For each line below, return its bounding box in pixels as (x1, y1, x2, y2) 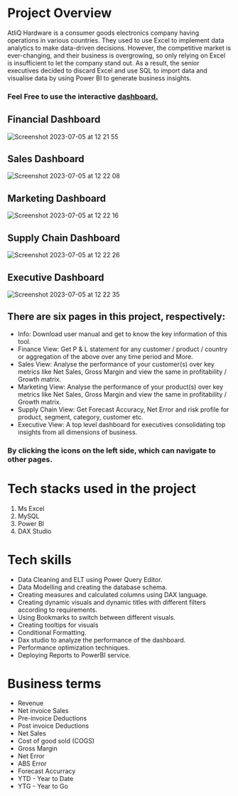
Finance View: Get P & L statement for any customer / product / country (17, 345, 228, 353)
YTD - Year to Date (17, 775, 74, 783)
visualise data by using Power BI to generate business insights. (7, 73, 192, 82)
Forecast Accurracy (17, 767, 76, 775)
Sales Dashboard (7, 153, 85, 165)
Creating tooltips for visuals (17, 620, 99, 629)
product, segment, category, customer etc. (17, 412, 144, 421)
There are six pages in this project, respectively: (7, 311, 226, 323)
